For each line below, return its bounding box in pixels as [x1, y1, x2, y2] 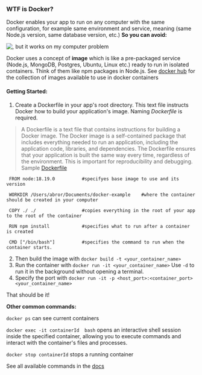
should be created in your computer [6, 197, 98, 203]
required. [14, 114, 38, 121]
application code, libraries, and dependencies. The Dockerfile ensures [21, 145, 196, 152]
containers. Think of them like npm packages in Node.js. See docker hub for [6, 68, 195, 75]
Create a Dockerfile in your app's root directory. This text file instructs [14, 101, 189, 109]
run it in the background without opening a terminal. [14, 268, 144, 275]
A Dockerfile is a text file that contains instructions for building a [21, 125, 181, 133]
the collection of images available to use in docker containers [6, 74, 159, 81]
